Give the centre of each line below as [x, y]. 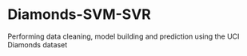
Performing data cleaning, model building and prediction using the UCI [124, 36]
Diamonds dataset [38, 44]
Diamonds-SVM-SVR [79, 15]
